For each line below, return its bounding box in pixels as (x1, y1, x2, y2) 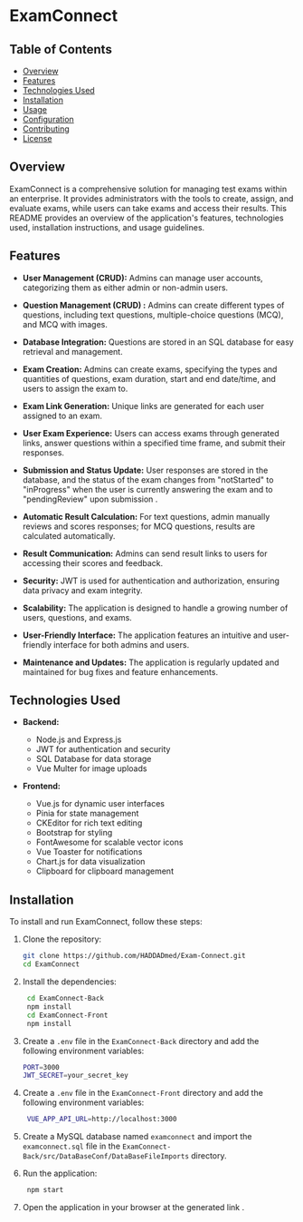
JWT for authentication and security (35, 744, 171, 755)
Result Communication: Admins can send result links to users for (22, 548, 268, 559)
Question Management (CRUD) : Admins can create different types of (22, 299, 285, 310)
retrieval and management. (22, 346, 124, 357)
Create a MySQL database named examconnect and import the (22, 1131, 252, 1142)
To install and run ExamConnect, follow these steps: (9, 916, 203, 927)
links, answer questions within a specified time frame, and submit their (22, 437, 286, 448)
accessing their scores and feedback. (22, 557, 164, 568)
